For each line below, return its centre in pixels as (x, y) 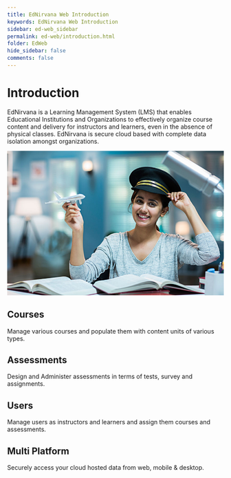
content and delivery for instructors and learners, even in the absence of (110, 127)
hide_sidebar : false (37, 51)
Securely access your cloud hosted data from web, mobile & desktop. (106, 468)
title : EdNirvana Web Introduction (58, 14)
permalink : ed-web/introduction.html (61, 36)
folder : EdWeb (27, 44)
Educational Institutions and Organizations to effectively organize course (110, 119)
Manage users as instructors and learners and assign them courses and (109, 422)
